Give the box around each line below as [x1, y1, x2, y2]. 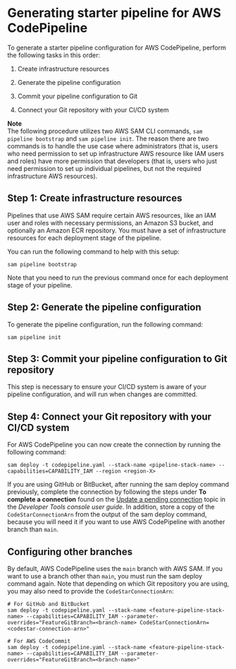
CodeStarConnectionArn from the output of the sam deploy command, [7, 510, 207, 519]
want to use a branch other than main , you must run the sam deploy [7, 572, 203, 580]
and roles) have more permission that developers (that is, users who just [7, 157, 217, 165]
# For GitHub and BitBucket [7, 600, 90, 608]
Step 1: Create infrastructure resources [7, 192, 182, 204]
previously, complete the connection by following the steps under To [7, 487, 206, 496]
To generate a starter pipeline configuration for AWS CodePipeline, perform [7, 43, 227, 52]
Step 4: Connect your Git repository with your [7, 410, 212, 422]
